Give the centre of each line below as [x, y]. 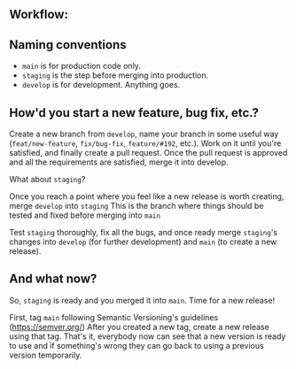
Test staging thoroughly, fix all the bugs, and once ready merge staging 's [143, 233]
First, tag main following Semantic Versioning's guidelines [114, 317]
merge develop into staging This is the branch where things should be [136, 206]
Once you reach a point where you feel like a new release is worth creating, [147, 196]
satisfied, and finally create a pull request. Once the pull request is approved [148, 153]
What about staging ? [47, 180]
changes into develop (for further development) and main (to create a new [143, 242]
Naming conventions [68, 45]
